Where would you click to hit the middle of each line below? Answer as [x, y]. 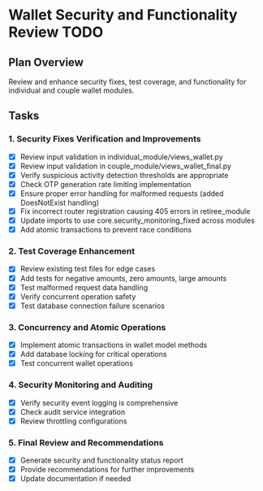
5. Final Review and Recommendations [86, 442]
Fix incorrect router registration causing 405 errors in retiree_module [135, 211]
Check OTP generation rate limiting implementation [106, 184]
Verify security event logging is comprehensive [99, 402]
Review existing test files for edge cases [88, 269]
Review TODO [56, 32]
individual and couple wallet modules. [71, 90]
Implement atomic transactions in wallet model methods [114, 345]
